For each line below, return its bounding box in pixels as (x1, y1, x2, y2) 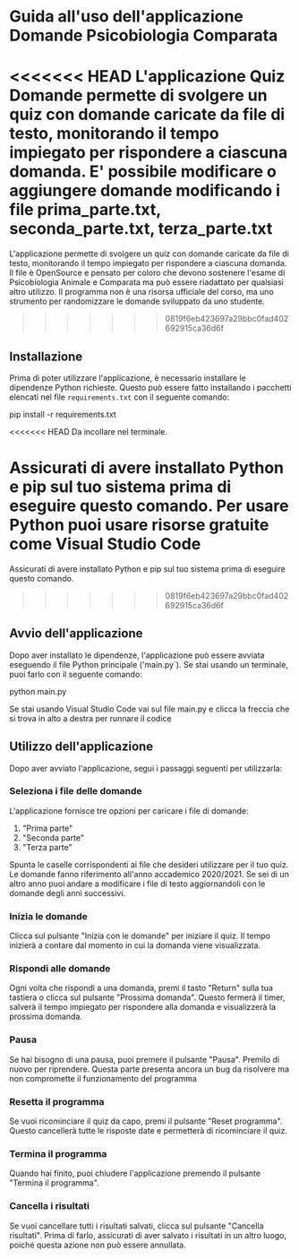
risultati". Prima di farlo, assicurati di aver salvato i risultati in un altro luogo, (9, 1229, 287, 1240)
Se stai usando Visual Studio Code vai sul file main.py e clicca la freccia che (9, 703, 290, 714)
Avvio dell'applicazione (9, 625, 143, 642)
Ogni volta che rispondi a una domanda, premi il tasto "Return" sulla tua (9, 983, 273, 994)
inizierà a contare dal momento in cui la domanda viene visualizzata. (9, 940, 261, 951)
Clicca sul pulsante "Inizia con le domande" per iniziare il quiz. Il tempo (9, 930, 271, 942)
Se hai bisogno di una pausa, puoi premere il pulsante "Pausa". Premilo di (9, 1054, 280, 1065)
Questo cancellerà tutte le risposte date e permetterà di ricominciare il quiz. (9, 1125, 288, 1135)
